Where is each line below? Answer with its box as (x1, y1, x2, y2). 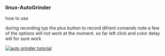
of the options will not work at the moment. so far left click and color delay (5, 30, 160, 36)
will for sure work (5, 35, 42, 41)
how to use (5, 15, 29, 21)
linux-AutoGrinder (5, 4, 52, 11)
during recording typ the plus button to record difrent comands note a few (5, 25, 159, 31)
